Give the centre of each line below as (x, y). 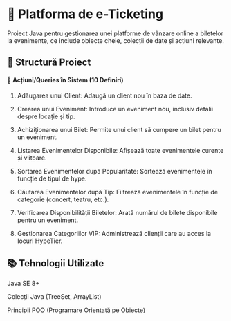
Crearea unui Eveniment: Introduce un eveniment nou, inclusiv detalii (115, 109)
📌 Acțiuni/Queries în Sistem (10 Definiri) (65, 80)
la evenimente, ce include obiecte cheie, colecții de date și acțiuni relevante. (116, 40)
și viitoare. (32, 158)
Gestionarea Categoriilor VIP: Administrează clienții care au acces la (114, 233)
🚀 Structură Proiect (49, 63)
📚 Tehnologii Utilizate (56, 263)
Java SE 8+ (24, 284)
